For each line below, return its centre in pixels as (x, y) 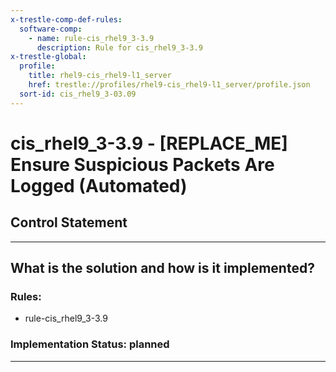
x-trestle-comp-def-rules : (66, 19)
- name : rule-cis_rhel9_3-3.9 (91, 38)
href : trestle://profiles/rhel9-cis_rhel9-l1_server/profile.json (169, 85)
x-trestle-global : (48, 57)
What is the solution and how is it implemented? (162, 268)
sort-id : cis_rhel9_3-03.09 (78, 94)
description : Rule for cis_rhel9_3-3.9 (119, 47)
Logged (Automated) (99, 185)
